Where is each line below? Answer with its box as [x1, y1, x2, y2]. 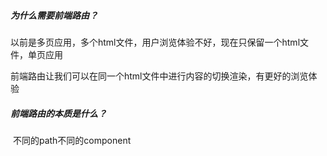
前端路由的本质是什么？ [10, 107, 107, 119]
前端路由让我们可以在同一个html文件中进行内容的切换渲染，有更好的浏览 [10, 70, 309, 82]
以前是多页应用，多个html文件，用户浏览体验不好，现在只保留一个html [10, 36, 301, 48]
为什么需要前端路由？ [10, 9, 98, 21]
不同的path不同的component [12, 134, 132, 146]
